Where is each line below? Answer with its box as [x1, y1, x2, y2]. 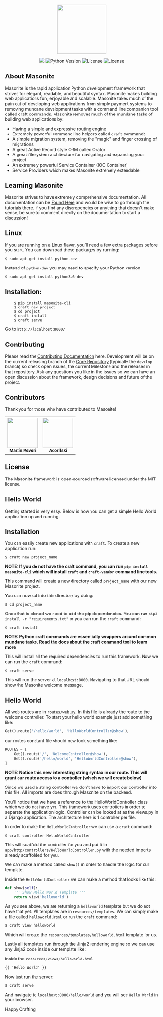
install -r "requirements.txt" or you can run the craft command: [5, 616, 141, 622]
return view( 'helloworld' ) [14, 895, 69, 900]
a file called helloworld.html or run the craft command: [5, 914, 118, 920]
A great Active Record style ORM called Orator [12, 146, 106, 152]
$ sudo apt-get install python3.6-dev [5, 274, 84, 280]
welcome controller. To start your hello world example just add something [5, 714, 152, 720]
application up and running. [5, 513, 60, 519]
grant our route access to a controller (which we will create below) [5, 775, 142, 781]
